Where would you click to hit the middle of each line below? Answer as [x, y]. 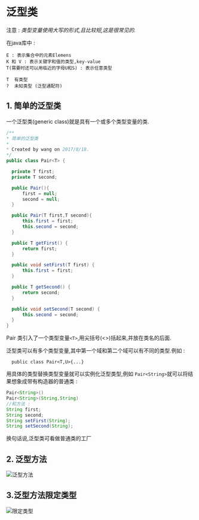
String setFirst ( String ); [38, 420]
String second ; [25, 415]
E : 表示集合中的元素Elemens [39, 55]
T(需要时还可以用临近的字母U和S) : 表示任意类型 [59, 68]
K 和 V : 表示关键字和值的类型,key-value [53, 61]
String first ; [24, 409]
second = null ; [41, 199]
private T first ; [33, 172]
